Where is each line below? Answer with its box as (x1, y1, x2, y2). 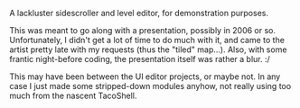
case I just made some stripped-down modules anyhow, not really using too (9, 81, 292, 91)
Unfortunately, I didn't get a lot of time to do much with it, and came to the (9, 35, 285, 45)
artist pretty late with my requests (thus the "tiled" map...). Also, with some (9, 44, 287, 55)
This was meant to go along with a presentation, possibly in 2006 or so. (9, 25, 276, 35)
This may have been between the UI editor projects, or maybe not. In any (9, 71, 281, 82)
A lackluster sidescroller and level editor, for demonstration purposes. (9, 8, 269, 18)
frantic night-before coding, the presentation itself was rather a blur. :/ (9, 54, 271, 64)
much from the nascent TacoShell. (9, 90, 137, 101)
